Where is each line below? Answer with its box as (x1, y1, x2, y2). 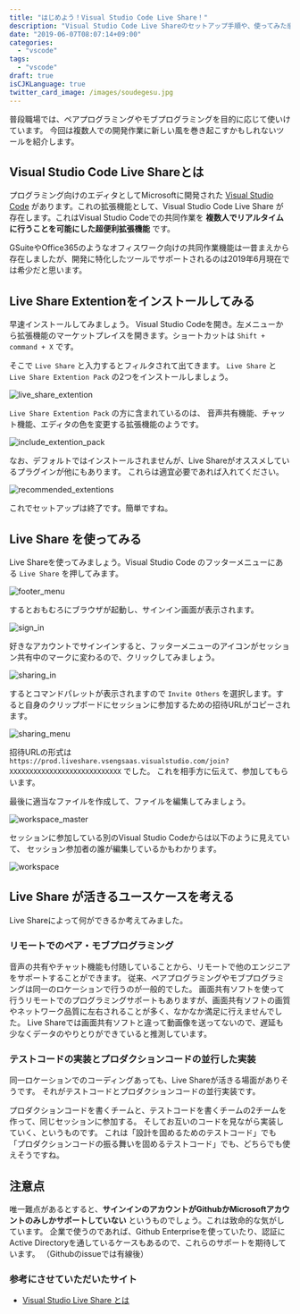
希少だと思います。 (16, 265, 87, 275)
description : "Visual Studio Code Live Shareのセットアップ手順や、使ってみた (9, 21, 287, 30)
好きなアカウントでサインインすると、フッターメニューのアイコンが (9, 640, 259, 651)
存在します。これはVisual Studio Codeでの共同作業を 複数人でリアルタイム (9, 212, 284, 223)
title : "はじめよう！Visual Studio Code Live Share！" (9, 13, 208, 22)
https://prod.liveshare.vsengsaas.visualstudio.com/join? (9, 756, 229, 765)
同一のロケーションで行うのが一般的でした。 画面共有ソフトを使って (32, 984, 285, 995)
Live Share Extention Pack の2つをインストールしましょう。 (9, 372, 234, 383)
